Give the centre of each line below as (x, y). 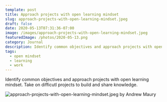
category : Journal (24, 42)
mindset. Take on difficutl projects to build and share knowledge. (71, 85)
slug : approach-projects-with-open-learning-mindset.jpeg (66, 19)
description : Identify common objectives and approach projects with (79, 47)
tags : (11, 51)
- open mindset (25, 56)
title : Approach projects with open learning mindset (62, 14)
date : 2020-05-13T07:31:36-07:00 (40, 28)
